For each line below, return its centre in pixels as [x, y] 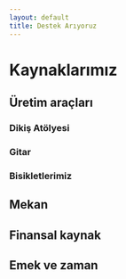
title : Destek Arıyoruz [53, 26]
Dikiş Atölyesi [39, 128]
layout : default [39, 17]
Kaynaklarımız [63, 70]
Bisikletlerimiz [41, 176]
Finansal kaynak [55, 235]
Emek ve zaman [54, 265]
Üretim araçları [51, 103]
